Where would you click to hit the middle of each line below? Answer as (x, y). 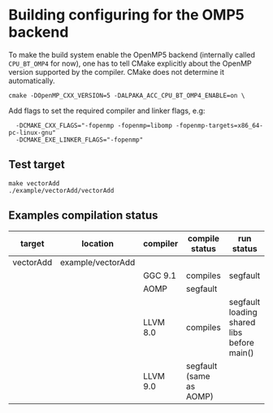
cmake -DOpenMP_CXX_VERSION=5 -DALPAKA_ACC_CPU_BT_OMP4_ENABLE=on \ (127, 95)
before (241, 342)
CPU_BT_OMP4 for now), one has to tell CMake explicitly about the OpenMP (130, 63)
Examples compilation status (83, 216)
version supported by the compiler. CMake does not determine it (117, 72)
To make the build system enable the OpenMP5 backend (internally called (132, 54)
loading (243, 312)
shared (242, 322)
